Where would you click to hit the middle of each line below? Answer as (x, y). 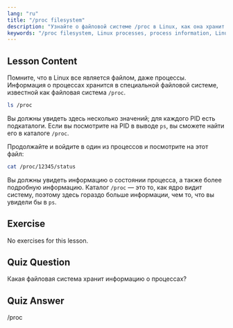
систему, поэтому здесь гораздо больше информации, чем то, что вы (111, 194)
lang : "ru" (23, 14)
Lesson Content (42, 61)
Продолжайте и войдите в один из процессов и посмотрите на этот (108, 146)
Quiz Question (39, 262)
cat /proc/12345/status (42, 166)
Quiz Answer (36, 301)
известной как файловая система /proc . (67, 93)
